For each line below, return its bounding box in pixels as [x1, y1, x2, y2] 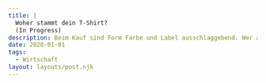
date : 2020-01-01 [8, 41, 66, 49]
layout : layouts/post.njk [8, 63, 93, 71]
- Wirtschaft [15, 56, 59, 64]
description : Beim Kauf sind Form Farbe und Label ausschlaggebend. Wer [8, 33, 253, 42]
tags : [8, 48, 26, 56]
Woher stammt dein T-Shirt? [15, 19, 108, 27]
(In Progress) [15, 26, 62, 34]
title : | [8, 11, 37, 20]
